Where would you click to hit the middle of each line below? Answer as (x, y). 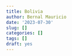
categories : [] (25, 33)
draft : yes (19, 44)
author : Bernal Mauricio (36, 17)
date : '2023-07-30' (30, 22)
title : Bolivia (25, 11)
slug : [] (17, 28)
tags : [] (17, 38)
